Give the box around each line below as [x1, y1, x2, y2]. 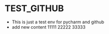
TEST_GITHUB [4, 3, 64, 14]
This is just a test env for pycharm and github [11, 19, 105, 25]
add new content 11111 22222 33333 [11, 24, 86, 30]
